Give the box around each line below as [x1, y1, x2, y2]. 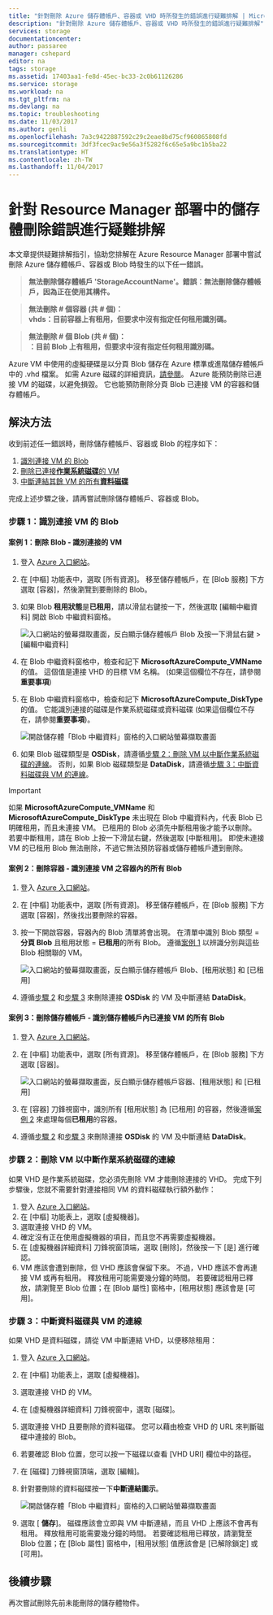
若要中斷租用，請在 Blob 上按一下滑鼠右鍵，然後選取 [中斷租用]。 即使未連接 [8, 833, 265, 842]
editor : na [8, 58, 45, 66]
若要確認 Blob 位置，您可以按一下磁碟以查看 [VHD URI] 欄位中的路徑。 [19, 1449, 256, 1459]
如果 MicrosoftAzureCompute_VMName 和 [8, 802, 155, 812]
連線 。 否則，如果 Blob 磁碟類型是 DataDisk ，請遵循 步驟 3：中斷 [34, 759, 253, 769]
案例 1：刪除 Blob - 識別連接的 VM [8, 537, 123, 547]
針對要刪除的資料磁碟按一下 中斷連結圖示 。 [19, 1484, 163, 1493]
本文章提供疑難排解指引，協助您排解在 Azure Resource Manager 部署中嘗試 [8, 250, 262, 259]
